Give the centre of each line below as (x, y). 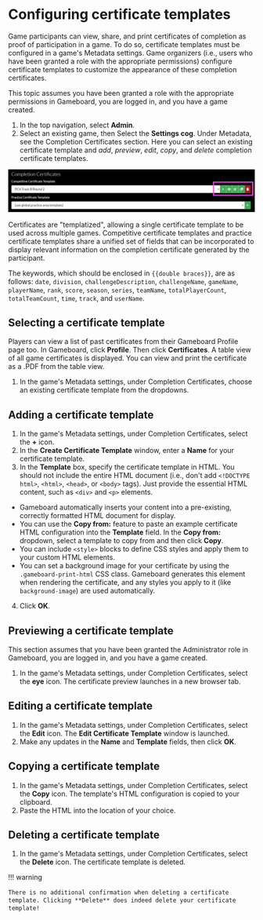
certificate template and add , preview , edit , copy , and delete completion (135, 150)
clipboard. (36, 801)
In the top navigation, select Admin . (77, 125)
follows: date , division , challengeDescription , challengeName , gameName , (123, 281)
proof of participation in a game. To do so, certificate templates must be (124, 44)
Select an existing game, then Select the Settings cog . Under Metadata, (135, 133)
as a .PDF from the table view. (56, 367)
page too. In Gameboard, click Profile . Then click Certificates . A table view (130, 350)
